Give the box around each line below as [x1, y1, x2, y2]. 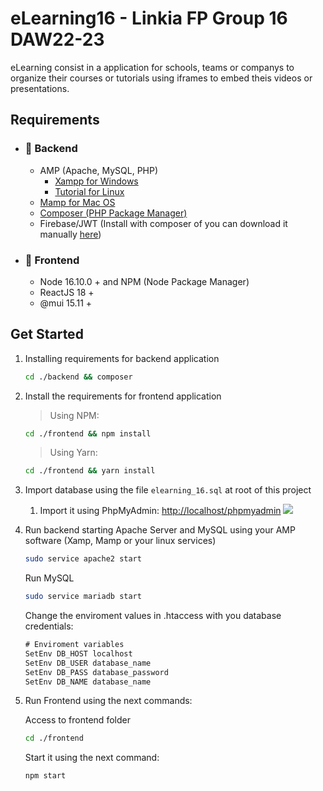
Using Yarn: [49, 447, 98, 459]
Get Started [10, 326, 84, 343]
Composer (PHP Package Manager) [39, 207, 188, 219]
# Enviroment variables [24, 640, 125, 650]
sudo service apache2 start [24, 554, 142, 564]
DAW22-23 [10, 28, 105, 51]
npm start [24, 771, 67, 781]
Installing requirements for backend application [24, 352, 220, 364]
